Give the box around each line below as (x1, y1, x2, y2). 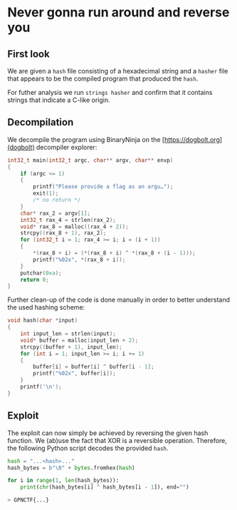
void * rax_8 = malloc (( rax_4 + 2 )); (20, 223, 130, 230)
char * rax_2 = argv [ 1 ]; (20, 210, 91, 217)
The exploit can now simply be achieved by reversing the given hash (7, 429, 209, 437)
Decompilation (7, 116, 74, 128)
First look (7, 48, 50, 60)
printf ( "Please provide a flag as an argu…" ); (33, 183, 174, 190)
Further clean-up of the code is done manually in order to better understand (7, 295, 230, 304)
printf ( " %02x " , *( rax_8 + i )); (33, 256, 126, 263)
